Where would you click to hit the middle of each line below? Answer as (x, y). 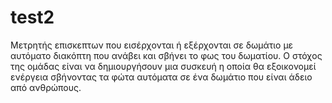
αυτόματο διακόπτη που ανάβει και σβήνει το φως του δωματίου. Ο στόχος (166, 55)
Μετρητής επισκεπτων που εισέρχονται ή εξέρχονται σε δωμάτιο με (152, 45)
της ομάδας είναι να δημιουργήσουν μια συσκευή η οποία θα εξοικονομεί (163, 66)
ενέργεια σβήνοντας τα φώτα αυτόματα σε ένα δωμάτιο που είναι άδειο (161, 77)
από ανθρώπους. (46, 87)
